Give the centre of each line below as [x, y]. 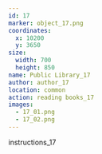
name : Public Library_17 [49, 75]
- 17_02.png [35, 120]
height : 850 [35, 68]
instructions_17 [32, 142]
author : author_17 [39, 82]
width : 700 [33, 61]
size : [17, 53]
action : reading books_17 [51, 97]
